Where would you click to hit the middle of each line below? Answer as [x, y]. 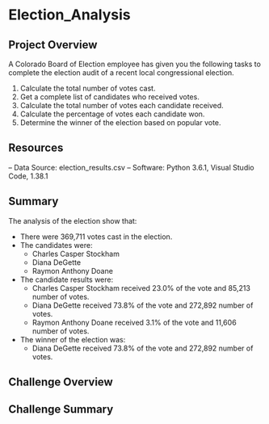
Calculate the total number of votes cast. [88, 88]
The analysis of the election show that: [73, 220]
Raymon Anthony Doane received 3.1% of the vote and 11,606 [134, 322]
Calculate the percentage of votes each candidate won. [112, 114]
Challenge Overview [61, 382]
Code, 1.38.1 [28, 176]
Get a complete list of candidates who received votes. [109, 97]
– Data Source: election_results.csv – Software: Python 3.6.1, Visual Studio [131, 167]
